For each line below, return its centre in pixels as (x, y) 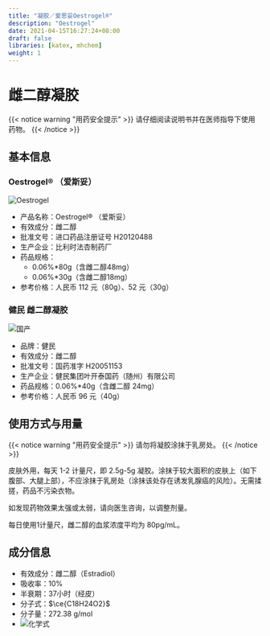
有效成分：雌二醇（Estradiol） (70, 573)
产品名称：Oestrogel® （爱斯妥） (75, 216)
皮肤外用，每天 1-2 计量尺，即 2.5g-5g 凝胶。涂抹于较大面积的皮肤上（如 (129, 470)
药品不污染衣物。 (50, 490)
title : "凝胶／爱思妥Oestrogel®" (61, 16)
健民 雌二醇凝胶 (38, 310)
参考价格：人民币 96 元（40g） (72, 396)
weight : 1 (25, 53)
